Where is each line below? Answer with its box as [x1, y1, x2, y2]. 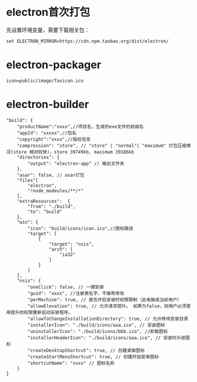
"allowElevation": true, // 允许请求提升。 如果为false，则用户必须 [27, 303, 186, 309]
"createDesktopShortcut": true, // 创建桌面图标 [27, 347, 145, 353]
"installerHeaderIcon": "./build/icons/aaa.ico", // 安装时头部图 [27, 335, 190, 341]
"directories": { [17, 154, 60, 160]
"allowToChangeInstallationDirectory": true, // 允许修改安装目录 [27, 316, 189, 322]
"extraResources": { [17, 198, 70, 204]
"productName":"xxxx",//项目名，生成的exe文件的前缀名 [17, 124, 144, 130]
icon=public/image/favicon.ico [6, 78, 84, 84]
